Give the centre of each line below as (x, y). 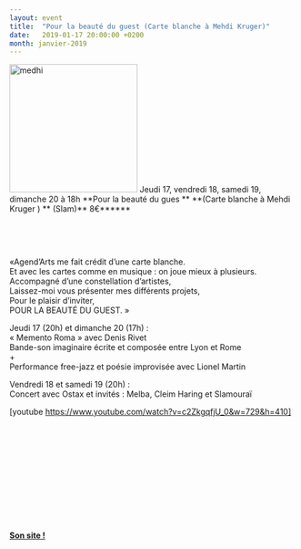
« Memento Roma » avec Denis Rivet (78, 337)
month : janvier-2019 (49, 43)
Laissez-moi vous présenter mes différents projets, (105, 291)
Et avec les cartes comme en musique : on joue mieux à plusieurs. (133, 272)
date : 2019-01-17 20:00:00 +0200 (77, 35)
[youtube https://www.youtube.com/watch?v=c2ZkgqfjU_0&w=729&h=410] (150, 412)
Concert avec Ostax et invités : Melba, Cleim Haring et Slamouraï (131, 394)
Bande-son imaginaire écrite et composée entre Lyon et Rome (125, 347)
